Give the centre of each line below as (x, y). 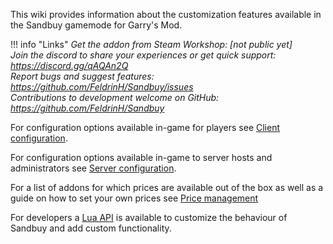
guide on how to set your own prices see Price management (134, 198)
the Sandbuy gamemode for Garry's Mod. (96, 25)
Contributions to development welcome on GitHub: (115, 97)
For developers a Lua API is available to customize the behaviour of (149, 217)
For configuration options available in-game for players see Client (145, 127)
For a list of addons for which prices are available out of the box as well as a (167, 187)
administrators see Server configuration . (93, 168)
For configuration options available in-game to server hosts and (141, 157)
